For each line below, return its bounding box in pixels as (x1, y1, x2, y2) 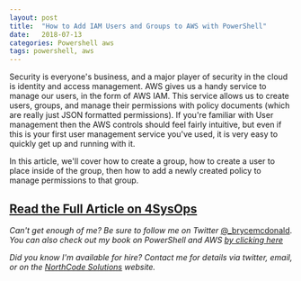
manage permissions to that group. (9, 175, 139, 186)
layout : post (9, 13, 58, 23)
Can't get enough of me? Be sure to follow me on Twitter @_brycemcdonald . (9, 224, 293, 235)
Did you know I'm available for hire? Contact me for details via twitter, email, (9, 251, 293, 262)
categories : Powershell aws (9, 38, 115, 48)
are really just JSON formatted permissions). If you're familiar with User (9, 110, 274, 121)
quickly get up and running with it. (9, 139, 136, 150)
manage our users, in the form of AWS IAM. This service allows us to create (9, 91, 290, 102)
